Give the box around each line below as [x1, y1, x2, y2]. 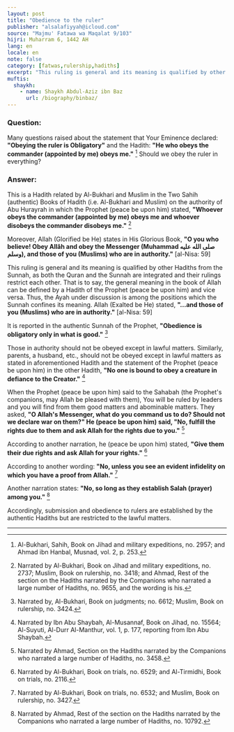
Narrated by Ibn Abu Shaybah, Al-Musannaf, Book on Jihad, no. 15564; [17, 618, 221, 626]
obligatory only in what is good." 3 [7, 329, 109, 338]
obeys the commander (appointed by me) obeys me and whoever [7, 213, 200, 221]
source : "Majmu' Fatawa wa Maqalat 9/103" [7, 29, 132, 37]
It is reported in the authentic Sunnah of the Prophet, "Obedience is [7, 321, 203, 329]
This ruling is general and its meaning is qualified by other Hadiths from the [7, 263, 223, 271]
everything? [7, 157, 42, 165]
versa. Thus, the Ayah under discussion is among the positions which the [7, 293, 217, 301]
